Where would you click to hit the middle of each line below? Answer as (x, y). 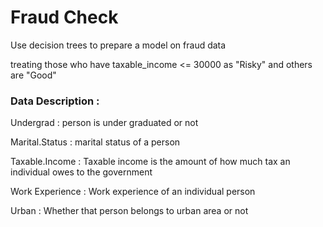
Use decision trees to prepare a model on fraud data (118, 45)
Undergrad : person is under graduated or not (104, 123)
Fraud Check (64, 17)
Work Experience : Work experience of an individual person (133, 192)
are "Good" (33, 75)
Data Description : (55, 101)
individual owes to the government (81, 172)
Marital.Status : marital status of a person (95, 142)
